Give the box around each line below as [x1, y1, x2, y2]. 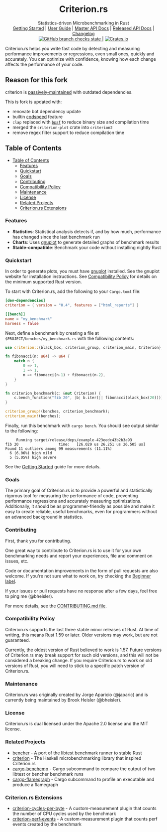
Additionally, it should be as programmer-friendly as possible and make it [5, 503, 155, 509]
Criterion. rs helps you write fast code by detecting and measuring [5, 45, 140, 51]
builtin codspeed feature [12, 114, 63, 120]
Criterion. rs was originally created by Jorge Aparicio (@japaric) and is [5, 692, 148, 698]
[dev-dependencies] [5, 298, 46, 303]
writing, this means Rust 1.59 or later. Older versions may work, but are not [5, 632, 158, 638]
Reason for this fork [5, 76, 68, 84]
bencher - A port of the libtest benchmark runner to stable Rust [12, 750, 142, 756]
